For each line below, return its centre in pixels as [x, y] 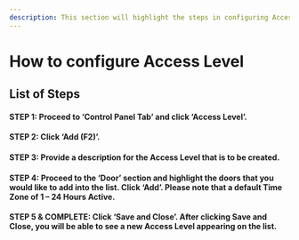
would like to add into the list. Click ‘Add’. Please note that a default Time [146, 187]
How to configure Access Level [127, 61]
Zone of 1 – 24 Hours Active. [62, 196]
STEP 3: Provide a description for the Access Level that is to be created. [145, 157]
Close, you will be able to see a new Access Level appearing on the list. [143, 227]
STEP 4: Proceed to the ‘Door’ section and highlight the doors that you [141, 178]
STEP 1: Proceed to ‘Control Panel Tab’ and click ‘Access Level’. [128, 116]
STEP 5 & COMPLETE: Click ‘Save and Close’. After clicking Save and [138, 217]
